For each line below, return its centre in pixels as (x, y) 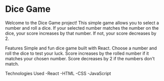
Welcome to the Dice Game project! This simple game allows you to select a (82, 23)
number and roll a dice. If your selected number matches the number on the (82, 28)
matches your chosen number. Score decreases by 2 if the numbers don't (80, 58)
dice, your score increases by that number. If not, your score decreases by (81, 33)
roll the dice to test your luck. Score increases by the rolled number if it (77, 53)
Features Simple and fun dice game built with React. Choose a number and (81, 48)
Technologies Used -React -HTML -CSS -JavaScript (58, 73)
